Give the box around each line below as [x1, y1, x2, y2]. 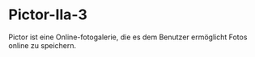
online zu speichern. [8, 40, 77, 50]
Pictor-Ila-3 [8, 6, 87, 24]
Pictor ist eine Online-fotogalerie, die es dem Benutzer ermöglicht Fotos [8, 32, 248, 42]
